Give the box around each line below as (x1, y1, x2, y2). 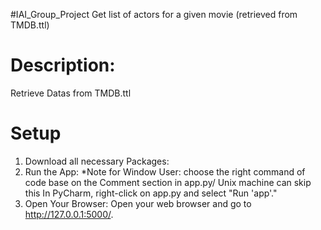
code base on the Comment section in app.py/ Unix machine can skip (24, 176, 312, 188)
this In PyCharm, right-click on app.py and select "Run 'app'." (24, 187, 278, 199)
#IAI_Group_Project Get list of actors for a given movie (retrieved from (10, 9, 298, 20)
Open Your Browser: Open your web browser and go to (24, 197, 252, 209)
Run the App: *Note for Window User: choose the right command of (24, 165, 306, 178)
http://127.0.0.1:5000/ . (24, 208, 114, 220)
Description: (10, 54, 116, 77)
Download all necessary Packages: (24, 155, 170, 167)
